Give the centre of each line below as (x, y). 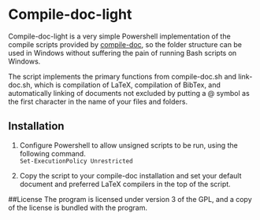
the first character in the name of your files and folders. (98, 101)
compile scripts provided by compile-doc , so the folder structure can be (125, 44)
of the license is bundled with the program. (78, 207)
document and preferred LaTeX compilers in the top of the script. (125, 184)
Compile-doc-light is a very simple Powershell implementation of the (119, 36)
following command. (53, 153)
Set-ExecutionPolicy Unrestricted (76, 161)
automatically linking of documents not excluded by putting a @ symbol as (129, 93)
